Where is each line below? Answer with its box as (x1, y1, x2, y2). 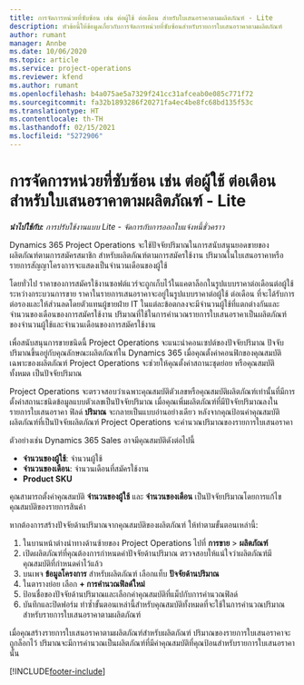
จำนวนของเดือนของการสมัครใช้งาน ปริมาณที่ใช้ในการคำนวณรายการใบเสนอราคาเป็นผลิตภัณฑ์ (9, 308, 288, 319)
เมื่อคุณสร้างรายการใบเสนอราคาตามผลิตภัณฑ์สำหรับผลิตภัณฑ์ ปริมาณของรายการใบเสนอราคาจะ (9, 627, 291, 638)
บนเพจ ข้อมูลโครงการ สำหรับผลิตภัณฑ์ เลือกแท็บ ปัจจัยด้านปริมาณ (22, 568, 220, 579)
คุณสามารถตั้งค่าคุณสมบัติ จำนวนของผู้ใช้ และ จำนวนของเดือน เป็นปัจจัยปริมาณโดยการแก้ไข (9, 491, 282, 501)
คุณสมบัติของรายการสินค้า (9, 501, 86, 511)
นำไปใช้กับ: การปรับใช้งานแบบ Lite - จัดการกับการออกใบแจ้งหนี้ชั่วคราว (9, 221, 225, 232)
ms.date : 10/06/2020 (9, 47, 88, 56)
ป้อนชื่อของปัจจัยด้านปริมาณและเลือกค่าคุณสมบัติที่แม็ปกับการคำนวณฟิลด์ (22, 588, 239, 600)
